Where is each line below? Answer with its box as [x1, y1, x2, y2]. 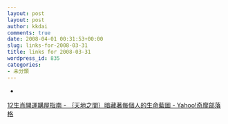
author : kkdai [7, 23, 48, 30]
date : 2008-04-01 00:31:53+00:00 [7, 36, 104, 43]
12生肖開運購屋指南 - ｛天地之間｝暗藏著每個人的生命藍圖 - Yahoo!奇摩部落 [7, 101, 221, 109]
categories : [7, 61, 41, 68]
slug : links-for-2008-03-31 [7, 42, 88, 49]
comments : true [7, 29, 51, 37]
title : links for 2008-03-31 [7, 49, 91, 56]
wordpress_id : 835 [7, 55, 60, 62]
